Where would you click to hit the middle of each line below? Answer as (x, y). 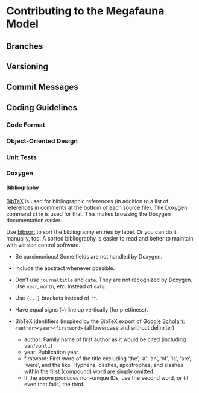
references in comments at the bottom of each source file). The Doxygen (97, 207)
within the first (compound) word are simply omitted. (89, 371)
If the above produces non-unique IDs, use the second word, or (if (106, 377)
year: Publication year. (52, 352)
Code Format (26, 125)
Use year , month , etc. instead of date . (61, 286)
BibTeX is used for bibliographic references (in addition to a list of (87, 201)
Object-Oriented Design (42, 141)
